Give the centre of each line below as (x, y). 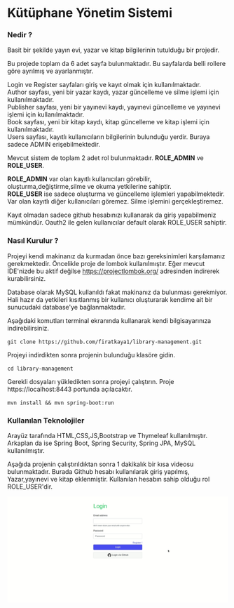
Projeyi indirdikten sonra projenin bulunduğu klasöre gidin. (91, 355)
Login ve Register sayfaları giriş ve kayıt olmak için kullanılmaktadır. (104, 85)
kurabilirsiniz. (27, 278)
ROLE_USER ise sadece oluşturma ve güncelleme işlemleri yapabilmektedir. (116, 194)
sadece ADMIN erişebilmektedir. (54, 145)
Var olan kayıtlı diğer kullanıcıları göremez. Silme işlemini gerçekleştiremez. (115, 201)
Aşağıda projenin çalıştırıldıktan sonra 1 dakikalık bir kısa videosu (101, 464)
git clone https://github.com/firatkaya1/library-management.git (104, 342)
